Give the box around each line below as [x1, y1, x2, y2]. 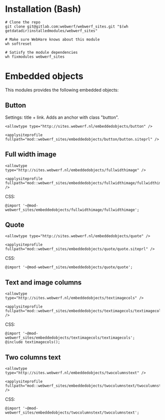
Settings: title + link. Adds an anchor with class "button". [5, 114, 119, 120]
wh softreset [5, 41, 32, 46]
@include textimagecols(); [5, 340, 60, 345]
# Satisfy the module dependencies [5, 50, 78, 55]
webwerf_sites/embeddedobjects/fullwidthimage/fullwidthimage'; [5, 207, 139, 212]
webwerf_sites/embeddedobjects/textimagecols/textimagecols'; [5, 335, 135, 341]
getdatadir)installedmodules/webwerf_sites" [5, 28, 98, 33]
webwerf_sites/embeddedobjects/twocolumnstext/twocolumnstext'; [5, 410, 139, 415]
